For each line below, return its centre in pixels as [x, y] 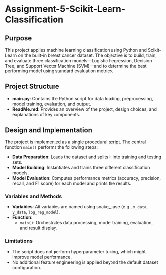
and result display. [38, 228]
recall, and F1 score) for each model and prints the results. [72, 183]
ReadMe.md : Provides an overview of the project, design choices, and [84, 109]
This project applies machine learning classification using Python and [76, 50]
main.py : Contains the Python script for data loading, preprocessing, [83, 98]
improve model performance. [42, 257]
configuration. [27, 268]
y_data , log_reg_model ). [36, 212]
